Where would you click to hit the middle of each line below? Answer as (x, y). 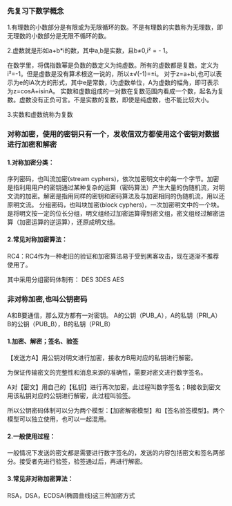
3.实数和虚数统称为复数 (40, 115)
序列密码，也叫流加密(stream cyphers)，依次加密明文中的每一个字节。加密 (113, 179)
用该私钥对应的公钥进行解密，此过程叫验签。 (71, 396)
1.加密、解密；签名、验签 (43, 341)
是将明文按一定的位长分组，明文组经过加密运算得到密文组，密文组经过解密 (113, 214)
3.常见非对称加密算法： (40, 478)
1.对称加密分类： (31, 162)
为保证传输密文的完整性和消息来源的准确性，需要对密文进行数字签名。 (107, 373)
